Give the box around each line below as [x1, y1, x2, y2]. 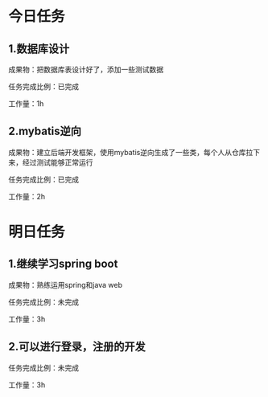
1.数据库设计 [8, 42, 70, 55]
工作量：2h [8, 191, 46, 201]
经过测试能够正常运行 [22, 158, 93, 167]
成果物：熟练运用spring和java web [8, 280, 123, 289]
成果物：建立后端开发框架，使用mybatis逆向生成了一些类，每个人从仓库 [8, 147, 246, 157]
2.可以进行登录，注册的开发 [8, 340, 146, 354]
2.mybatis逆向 [8, 125, 82, 138]
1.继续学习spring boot [8, 257, 118, 271]
